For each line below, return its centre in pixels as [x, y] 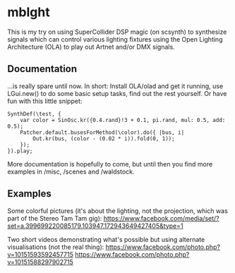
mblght [29, 12]
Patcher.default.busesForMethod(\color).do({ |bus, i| [102, 132]
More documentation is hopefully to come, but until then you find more [110, 164]
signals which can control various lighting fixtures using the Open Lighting [115, 39]
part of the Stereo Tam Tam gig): [55, 218]
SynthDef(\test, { [34, 114]
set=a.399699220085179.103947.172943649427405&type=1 [95, 226]
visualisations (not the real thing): [56, 247]
